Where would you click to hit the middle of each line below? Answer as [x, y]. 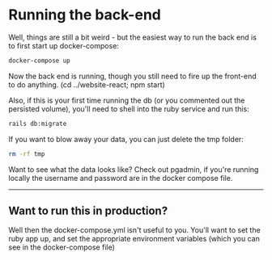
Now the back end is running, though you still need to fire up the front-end [132, 76]
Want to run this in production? [88, 210]
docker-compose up [39, 61]
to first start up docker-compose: [64, 45]
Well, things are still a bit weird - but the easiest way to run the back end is [133, 37]
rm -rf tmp [27, 154]
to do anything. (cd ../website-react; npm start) [87, 84]
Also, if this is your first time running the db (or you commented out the [127, 100]
